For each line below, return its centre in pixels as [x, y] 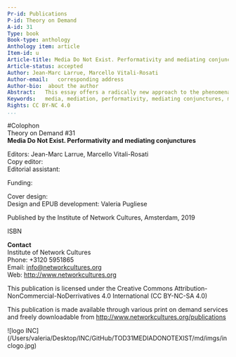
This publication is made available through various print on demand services [118, 309]
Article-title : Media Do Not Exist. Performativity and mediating [106, 60]
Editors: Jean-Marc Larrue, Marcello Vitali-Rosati [78, 154]
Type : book [23, 33]
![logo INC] [23, 330]
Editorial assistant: [34, 169]
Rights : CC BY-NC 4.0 [39, 106]
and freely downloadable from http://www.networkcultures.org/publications [117, 317]
